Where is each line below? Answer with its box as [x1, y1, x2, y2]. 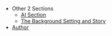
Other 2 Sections [11, 5, 54, 12]
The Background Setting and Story [20, 18, 106, 24]
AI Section [20, 11, 46, 18]
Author [11, 24, 29, 31]
